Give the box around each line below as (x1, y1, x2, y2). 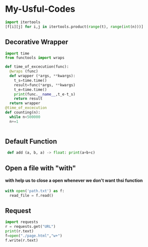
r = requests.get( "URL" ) (5, 224, 56, 229)
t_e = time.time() (14, 87, 48, 92)
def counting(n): (5, 110, 41, 115)
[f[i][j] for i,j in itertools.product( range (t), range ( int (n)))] (5, 24, 144, 29)
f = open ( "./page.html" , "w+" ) (5, 233, 63, 238)
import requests (5, 220, 38, 224)
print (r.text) (5, 229, 34, 234)
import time (5, 51, 29, 56)
